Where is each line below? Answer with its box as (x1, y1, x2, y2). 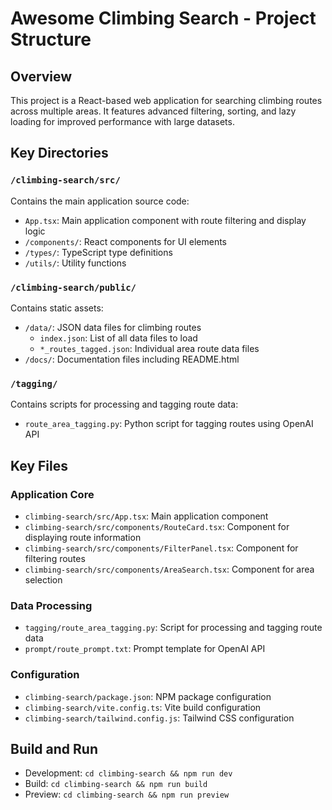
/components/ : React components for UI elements (24, 235, 227, 247)
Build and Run (10, 740, 98, 757)
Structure (10, 28, 92, 51)
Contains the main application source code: (10, 195, 190, 207)
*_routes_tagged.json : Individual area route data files (39, 342, 260, 354)
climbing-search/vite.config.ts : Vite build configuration (24, 701, 262, 713)
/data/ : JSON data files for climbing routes (24, 321, 202, 333)
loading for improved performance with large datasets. (10, 116, 235, 127)
